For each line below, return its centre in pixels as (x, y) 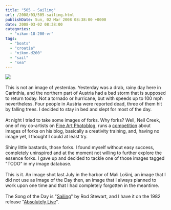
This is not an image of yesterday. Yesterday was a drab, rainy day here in (83, 88)
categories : (18, 29)
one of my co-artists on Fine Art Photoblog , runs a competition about (78, 125)
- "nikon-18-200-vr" (32, 34)
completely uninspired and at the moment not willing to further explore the (84, 153)
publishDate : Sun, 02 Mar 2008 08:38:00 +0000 (56, 19)
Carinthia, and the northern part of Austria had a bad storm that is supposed (86, 93)
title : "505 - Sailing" (31, 10)
